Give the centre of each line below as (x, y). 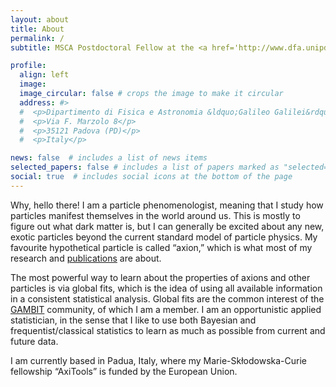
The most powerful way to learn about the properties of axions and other (160, 277)
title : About (37, 29)
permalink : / (37, 38)
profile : (28, 66)
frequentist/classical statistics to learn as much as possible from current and (168, 330)
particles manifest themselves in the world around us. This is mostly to (155, 215)
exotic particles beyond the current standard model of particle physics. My (164, 237)
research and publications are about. (86, 258)
